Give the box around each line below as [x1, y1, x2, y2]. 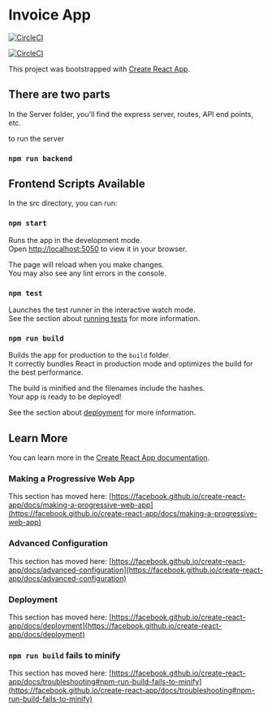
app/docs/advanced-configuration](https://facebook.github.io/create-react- [8, 565, 264, 575]
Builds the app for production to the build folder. [8, 350, 171, 360]
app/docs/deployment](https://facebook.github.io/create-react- [8, 621, 222, 631]
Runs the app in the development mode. [8, 235, 142, 245]
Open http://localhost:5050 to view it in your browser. [8, 244, 188, 254]
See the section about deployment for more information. [8, 408, 196, 418]
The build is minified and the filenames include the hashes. [8, 384, 205, 393]
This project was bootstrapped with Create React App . [8, 63, 191, 74]
